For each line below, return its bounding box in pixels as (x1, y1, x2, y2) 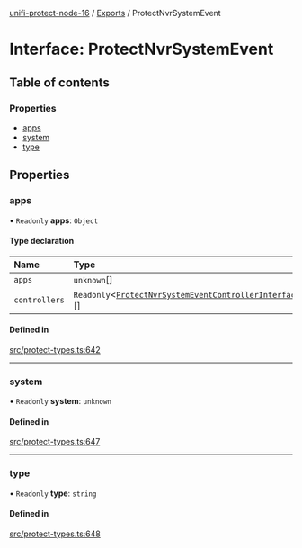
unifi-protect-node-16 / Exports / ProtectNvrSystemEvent (9, 8, 222, 18)
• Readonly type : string (9, 488, 97, 499)
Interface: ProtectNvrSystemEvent (9, 40, 274, 59)
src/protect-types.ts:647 (9, 436, 101, 447)
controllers (13, 294, 66, 305)
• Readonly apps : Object (9, 215, 99, 226)
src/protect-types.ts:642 (9, 344, 101, 355)
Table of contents (9, 75, 110, 90)
